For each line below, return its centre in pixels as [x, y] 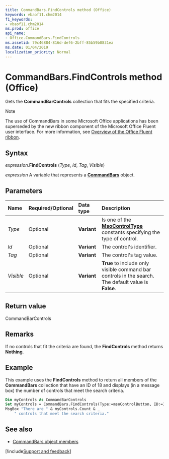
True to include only [125, 264]
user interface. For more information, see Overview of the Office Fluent [79, 132]
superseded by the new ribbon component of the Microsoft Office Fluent [80, 126]
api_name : [16, 33]
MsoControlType [122, 226]
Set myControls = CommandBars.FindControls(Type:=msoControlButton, [78, 404]
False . [109, 289]
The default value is [125, 282]
